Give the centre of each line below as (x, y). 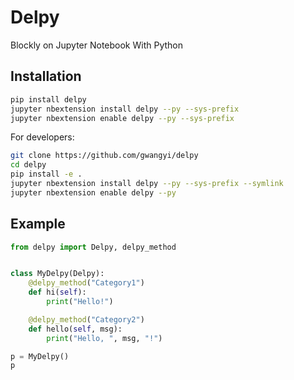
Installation (46, 76)
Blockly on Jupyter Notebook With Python (97, 45)
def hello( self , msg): (75, 329)
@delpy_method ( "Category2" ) (86, 319)
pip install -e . (46, 174)
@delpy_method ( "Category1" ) (86, 283)
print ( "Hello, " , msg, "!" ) (104, 338)
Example (38, 224)
